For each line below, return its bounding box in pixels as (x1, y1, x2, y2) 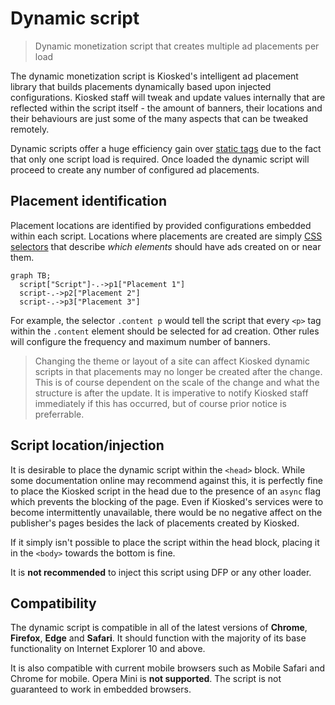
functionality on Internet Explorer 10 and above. (10, 643, 206, 655)
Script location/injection (10, 437, 165, 454)
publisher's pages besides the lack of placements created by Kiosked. (10, 517, 300, 529)
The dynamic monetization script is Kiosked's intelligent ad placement (10, 70, 299, 82)
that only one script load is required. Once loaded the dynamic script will (10, 153, 310, 165)
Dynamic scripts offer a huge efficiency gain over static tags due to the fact (10, 142, 322, 154)
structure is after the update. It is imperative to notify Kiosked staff (34, 387, 309, 399)
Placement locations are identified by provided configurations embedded (10, 219, 312, 231)
